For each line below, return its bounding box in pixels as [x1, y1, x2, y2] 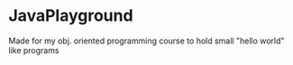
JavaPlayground [8, 5, 133, 26]
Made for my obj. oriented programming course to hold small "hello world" [8, 35, 285, 46]
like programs [8, 44, 60, 55]
